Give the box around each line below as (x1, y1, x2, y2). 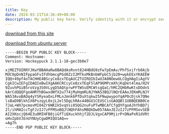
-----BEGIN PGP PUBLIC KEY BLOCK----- (5, 50, 87, 55)
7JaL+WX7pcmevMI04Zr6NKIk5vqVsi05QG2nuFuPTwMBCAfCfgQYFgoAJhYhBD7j (5, 103, 150, 108)
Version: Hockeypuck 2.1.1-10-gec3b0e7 (5, 59, 89, 64)
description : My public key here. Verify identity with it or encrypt (5, 17, 156, 22)
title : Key (5, 7, 28, 13)
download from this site (5, 31, 54, 37)
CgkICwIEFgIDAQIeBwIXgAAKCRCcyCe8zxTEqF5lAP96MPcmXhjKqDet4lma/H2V (5, 81, 150, 86)
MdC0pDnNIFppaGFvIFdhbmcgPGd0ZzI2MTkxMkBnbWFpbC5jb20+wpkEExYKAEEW (5, 72, 150, 77)
